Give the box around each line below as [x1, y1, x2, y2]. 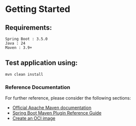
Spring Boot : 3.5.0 [5, 36, 48, 41]
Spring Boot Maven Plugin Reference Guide [12, 110, 102, 116]
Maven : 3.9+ [5, 45, 32, 50]
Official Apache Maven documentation [12, 105, 92, 111]
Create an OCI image [12, 115, 56, 121]
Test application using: [5, 59, 78, 67]
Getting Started [5, 3, 71, 15]
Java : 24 [5, 41, 26, 46]
